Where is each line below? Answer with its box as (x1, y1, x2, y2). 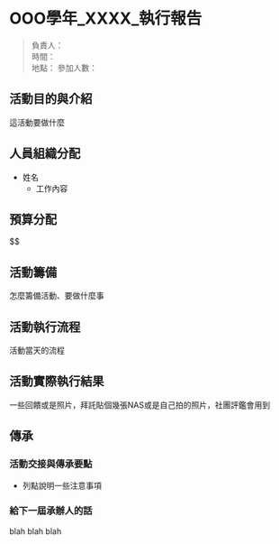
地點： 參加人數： (31, 62, 97, 73)
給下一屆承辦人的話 (9, 504, 93, 517)
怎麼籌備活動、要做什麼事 (9, 290, 104, 301)
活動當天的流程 (9, 345, 65, 355)
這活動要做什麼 (9, 116, 65, 127)
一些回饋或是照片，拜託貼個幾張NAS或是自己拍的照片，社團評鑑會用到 (9, 399, 271, 410)
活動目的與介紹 (9, 91, 93, 106)
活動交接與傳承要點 (9, 457, 93, 470)
